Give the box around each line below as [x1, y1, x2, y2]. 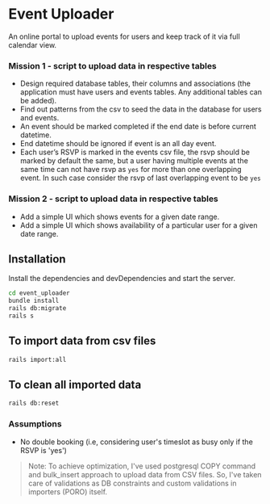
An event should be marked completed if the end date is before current [19, 122, 256, 132]
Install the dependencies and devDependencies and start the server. [8, 274, 236, 283]
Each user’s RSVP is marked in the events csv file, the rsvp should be [19, 147, 250, 157]
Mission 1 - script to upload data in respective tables [8, 60, 218, 71]
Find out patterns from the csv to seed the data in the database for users [19, 104, 262, 114]
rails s [8, 312, 35, 320]
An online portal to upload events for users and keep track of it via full [8, 31, 240, 41]
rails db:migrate [8, 304, 67, 313]
